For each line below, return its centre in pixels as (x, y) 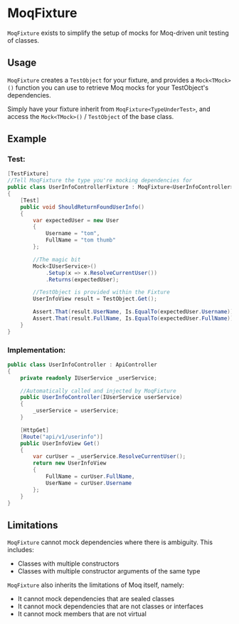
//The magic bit (57, 259)
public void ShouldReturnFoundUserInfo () (82, 207)
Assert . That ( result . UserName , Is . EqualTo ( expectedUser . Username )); (135, 312)
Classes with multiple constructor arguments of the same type (109, 571)
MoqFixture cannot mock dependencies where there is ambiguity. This (110, 542)
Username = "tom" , (73, 234)
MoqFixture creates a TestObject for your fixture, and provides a (101, 80)
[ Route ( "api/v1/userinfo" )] (62, 437)
